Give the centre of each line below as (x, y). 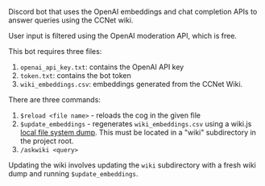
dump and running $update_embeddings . (73, 174)
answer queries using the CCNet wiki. (71, 20)
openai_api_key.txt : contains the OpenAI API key (102, 67)
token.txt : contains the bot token (75, 75)
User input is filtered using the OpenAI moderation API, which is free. (123, 36)
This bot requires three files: (55, 51)
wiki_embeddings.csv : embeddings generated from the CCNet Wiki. (131, 84)
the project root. (47, 141)
